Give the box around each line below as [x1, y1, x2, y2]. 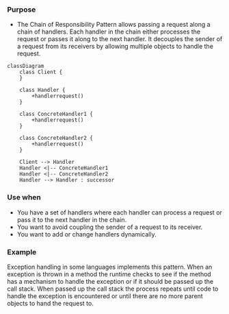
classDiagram [7, 63, 44, 70]
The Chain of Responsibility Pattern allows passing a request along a [16, 21, 211, 29]
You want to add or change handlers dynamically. [16, 230, 157, 238]
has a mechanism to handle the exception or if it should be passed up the [7, 277, 214, 285]
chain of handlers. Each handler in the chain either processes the [16, 27, 200, 36]
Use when [7, 193, 41, 202]
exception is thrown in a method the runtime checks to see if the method [7, 269, 212, 278]
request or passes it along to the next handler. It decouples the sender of [16, 35, 223, 43]
